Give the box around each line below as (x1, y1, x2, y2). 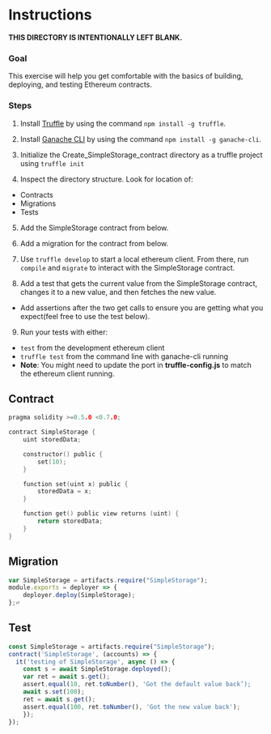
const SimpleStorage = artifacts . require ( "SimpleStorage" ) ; (8, 642, 216, 651)
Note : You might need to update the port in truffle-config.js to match (19, 360, 252, 369)
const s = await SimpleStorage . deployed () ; (23, 665, 172, 673)
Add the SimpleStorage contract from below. (19, 223, 169, 233)
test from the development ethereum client (19, 343, 165, 352)
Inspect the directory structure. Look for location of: (19, 174, 193, 184)
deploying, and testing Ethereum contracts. (8, 79, 152, 90)
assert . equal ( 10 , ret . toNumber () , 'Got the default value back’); (23, 681, 252, 689)
